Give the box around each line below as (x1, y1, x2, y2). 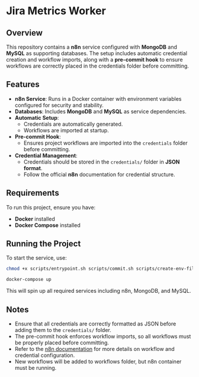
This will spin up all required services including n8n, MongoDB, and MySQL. (6, 287, 191, 295)
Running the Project (6, 239, 81, 249)
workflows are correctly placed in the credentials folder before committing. (6, 62, 190, 69)
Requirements (6, 188, 59, 198)
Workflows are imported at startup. (23, 126, 110, 134)
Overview (6, 28, 43, 38)
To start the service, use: (6, 254, 67, 261)
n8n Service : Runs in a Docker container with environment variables (14, 95, 182, 102)
